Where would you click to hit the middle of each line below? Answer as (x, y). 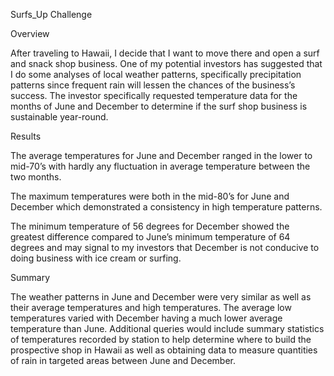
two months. (36, 177)
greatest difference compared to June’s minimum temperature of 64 (150, 237)
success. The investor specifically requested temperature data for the (154, 95)
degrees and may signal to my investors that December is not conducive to (165, 247)
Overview (30, 33)
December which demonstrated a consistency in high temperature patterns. (166, 207)
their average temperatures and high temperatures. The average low (151, 307)
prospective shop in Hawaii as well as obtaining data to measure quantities (164, 350)
